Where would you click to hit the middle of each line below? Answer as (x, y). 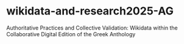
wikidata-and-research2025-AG (90, 11)
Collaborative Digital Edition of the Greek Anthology (71, 34)
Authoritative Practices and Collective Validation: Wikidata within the (92, 28)
